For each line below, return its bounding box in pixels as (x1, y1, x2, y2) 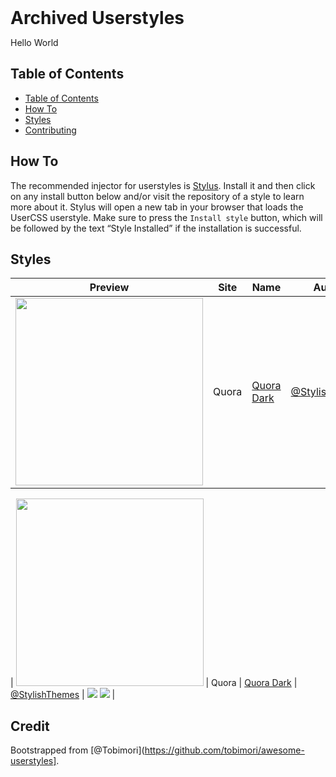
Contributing (24, 124, 77, 136)
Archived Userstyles (10, 7, 185, 29)
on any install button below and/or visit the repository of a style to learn (10, 190, 305, 202)
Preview (89, 281, 130, 295)
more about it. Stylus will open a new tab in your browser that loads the (10, 201, 304, 213)
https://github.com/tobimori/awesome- (144, 744, 305, 756)
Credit (10, 717, 50, 735)
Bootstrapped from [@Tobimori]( (10, 744, 145, 756)
